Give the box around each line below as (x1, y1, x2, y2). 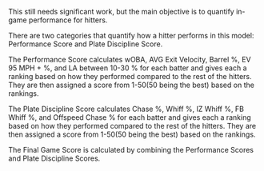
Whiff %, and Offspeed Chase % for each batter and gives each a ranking (8, 113, 252, 122)
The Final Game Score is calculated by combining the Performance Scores (8, 145, 254, 154)
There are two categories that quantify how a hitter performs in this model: (8, 31, 254, 40)
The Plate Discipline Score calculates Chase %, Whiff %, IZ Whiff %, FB (8, 104, 244, 113)
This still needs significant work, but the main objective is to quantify (8, 7, 234, 16)
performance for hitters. (28, 15, 108, 25)
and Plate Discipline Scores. (8, 153, 101, 163)
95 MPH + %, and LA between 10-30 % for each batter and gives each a (8, 63, 247, 73)
